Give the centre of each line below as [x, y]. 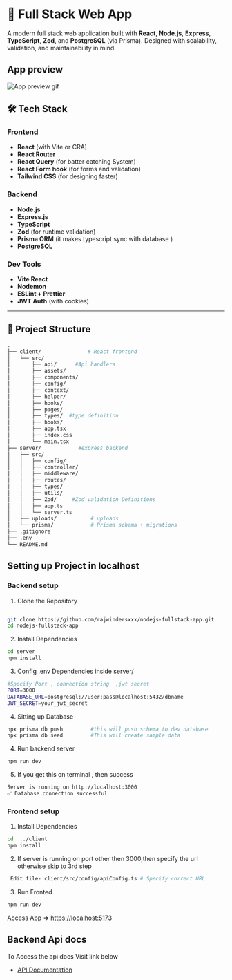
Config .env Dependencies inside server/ [75, 671]
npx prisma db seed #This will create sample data [94, 735]
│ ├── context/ [38, 390]
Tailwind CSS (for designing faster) [68, 176]
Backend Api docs [47, 940]
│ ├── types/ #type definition [63, 416]
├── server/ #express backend [68, 448]
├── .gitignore [29, 531]
